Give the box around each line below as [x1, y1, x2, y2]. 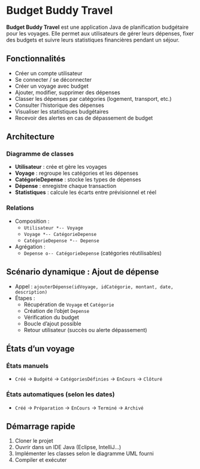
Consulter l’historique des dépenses [14, 101, 105, 109]
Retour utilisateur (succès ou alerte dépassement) [23, 326, 148, 333]
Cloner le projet [14, 437, 54, 444]
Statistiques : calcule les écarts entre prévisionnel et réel [14, 189, 157, 196]
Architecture [6, 132, 55, 142]
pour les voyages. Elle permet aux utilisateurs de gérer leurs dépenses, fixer [6, 29, 195, 37]
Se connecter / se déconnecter [14, 76, 92, 83]
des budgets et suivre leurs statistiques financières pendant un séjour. [6, 36, 180, 43]
